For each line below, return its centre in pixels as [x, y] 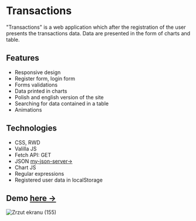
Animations [28, 109]
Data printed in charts [41, 91]
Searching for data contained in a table [62, 103]
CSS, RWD [27, 142]
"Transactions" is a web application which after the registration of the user [96, 27]
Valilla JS [26, 149]
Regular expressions [39, 173]
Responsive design [38, 72]
